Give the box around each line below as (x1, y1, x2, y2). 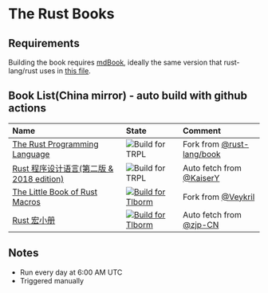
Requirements (8, 37, 80, 50)
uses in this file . (39, 66, 92, 76)
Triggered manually (19, 275, 85, 285)
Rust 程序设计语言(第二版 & (12, 162, 114, 174)
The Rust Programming (12, 139, 99, 150)
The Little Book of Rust (12, 186, 98, 197)
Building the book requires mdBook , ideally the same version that (8, 57, 223, 67)
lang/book (182, 148, 221, 159)
